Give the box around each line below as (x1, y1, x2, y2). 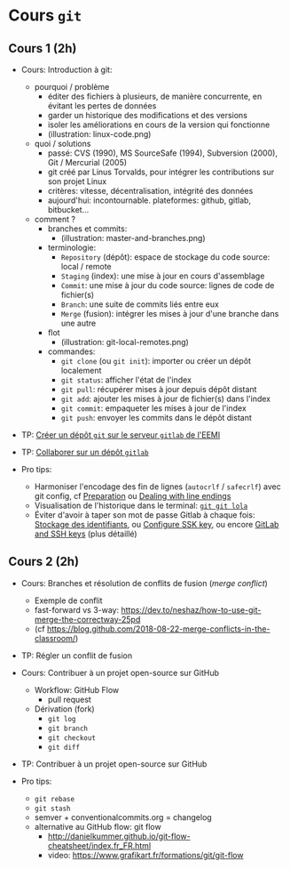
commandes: (47, 346, 96, 357)
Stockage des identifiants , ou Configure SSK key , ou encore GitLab (34, 519, 279, 529)
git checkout (47, 733, 97, 743)
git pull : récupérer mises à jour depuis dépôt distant (60, 384, 257, 394)
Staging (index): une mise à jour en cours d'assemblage (60, 270, 265, 281)
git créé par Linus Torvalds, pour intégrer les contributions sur (47, 166, 275, 177)
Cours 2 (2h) (8, 554, 80, 569)
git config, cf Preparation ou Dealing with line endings (34, 491, 231, 501)
